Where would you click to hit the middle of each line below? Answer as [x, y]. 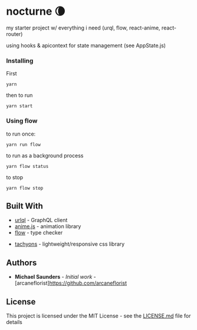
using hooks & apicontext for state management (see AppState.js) [86, 45]
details [14, 322]
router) [14, 34]
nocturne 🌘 [36, 11]
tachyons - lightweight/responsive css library [70, 244]
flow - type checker [39, 233]
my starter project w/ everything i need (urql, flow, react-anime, [83, 28]
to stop [15, 177]
